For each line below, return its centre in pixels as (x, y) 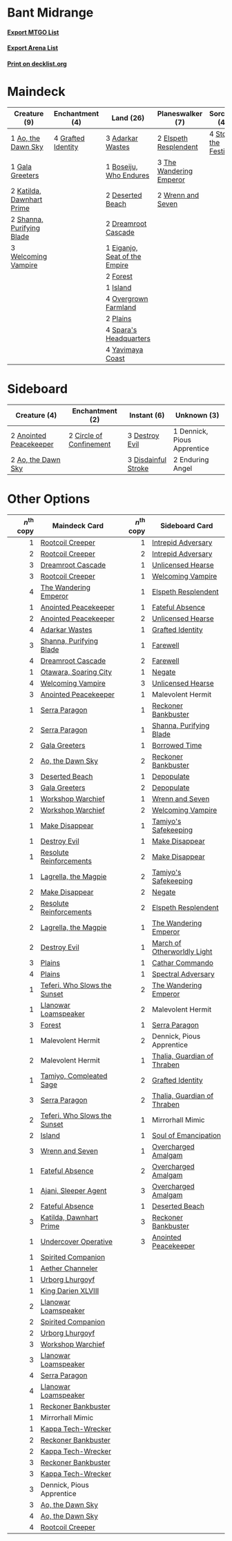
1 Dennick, (191, 431)
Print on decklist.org (37, 64)
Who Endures (128, 175)
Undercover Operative (76, 1242)
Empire (117, 265)
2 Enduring (191, 459)
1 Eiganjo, (122, 248)
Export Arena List (33, 48)
